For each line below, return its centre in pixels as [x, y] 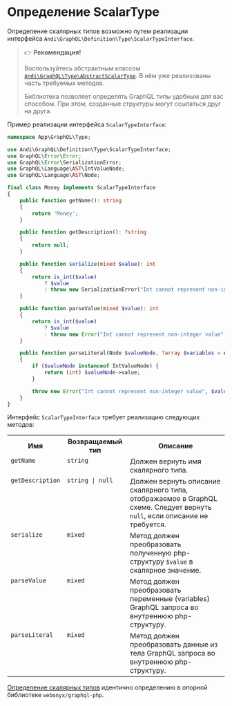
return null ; [51, 245]
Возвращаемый [95, 441]
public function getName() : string [71, 200]
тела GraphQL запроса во [173, 653]
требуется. [148, 524]
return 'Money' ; [55, 213]
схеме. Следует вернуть [171, 507]
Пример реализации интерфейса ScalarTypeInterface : [87, 124]
